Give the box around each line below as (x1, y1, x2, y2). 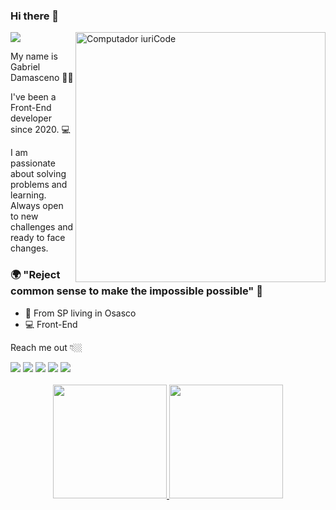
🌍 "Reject (10, 268, 61, 282)
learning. (10, 189, 47, 201)
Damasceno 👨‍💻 (10, 72, 74, 84)
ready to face (10, 232, 66, 244)
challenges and (10, 221, 74, 233)
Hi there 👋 (10, 9, 60, 23)
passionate (10, 157, 56, 169)
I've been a (10, 91, 57, 103)
